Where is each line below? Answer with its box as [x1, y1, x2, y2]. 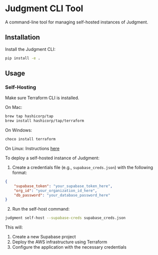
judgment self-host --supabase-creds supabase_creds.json [5, 215, 126, 220]
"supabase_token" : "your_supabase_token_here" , [14, 184, 113, 189]
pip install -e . [5, 56, 41, 61]
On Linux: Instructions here [5, 145, 60, 151]
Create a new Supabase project [12, 234, 76, 240]
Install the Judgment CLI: [5, 46, 56, 52]
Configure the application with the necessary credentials [12, 244, 127, 250]
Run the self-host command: [12, 206, 70, 212]
